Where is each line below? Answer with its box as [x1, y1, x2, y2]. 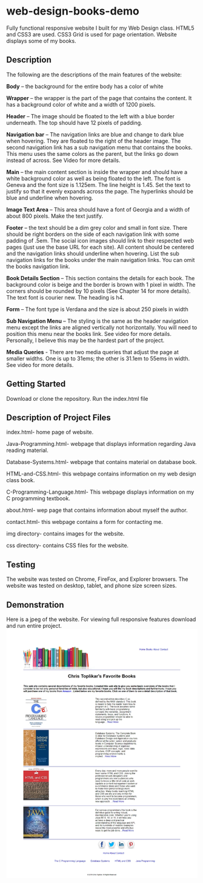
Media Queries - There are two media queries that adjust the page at [6, 348, 179, 355]
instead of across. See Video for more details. [6, 156, 121, 164]
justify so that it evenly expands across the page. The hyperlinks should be [6, 187, 194, 195]
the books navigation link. [6, 263, 71, 270]
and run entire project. [6, 622, 62, 629]
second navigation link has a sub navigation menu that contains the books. [6, 144, 193, 151]
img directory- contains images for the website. [6, 530, 125, 537]
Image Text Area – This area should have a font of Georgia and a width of [6, 206, 190, 213]
